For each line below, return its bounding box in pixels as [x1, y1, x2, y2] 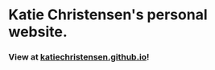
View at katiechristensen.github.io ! [8, 51, 150, 63]
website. [8, 23, 68, 41]
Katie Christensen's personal [8, 6, 208, 24]
